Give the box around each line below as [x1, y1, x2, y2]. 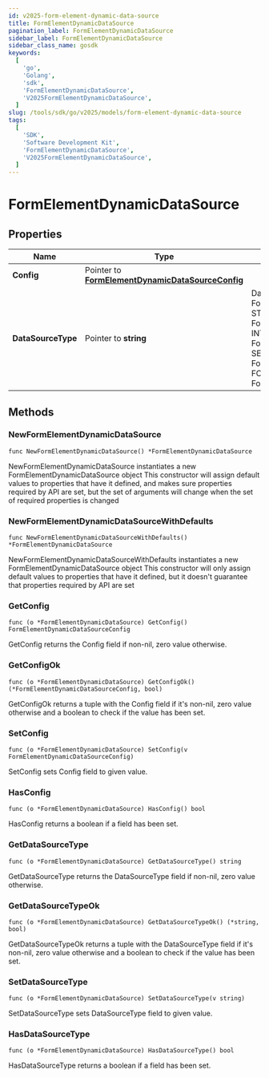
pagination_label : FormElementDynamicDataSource [8, 26, 174, 34]
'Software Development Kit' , [22, 138, 120, 147]
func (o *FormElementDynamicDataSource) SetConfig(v [8, 746, 188, 754]
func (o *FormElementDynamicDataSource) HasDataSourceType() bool [8, 1047, 235, 1055]
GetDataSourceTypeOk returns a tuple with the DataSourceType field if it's [8, 939, 254, 949]
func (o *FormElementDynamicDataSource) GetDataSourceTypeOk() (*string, [8, 918, 260, 926]
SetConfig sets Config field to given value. [8, 767, 148, 776]
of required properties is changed [8, 495, 119, 505]
